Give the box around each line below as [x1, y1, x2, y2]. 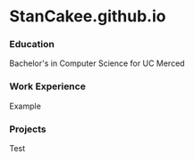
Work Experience [9, 80, 87, 93]
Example [9, 101, 42, 111]
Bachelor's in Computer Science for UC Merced [9, 58, 185, 68]
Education [9, 38, 55, 51]
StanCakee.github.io [9, 6, 166, 27]
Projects [9, 123, 46, 135]
